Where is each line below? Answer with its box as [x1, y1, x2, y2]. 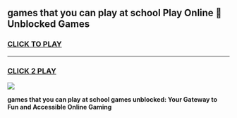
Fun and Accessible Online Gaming [7, 102, 112, 111]
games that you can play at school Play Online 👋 [7, 7, 222, 19]
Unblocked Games [7, 18, 90, 30]
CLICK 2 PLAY [7, 66, 56, 76]
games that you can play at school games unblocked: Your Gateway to [7, 95, 217, 103]
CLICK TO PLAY [7, 40, 62, 49]
